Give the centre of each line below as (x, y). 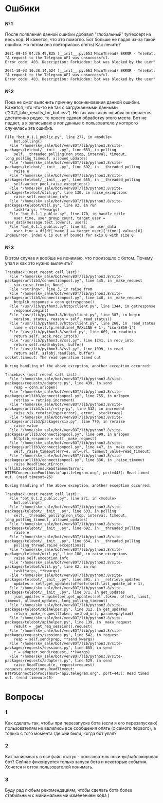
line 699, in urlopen (108, 435)
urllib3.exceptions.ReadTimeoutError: (44, 469)
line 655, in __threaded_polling (106, 180)
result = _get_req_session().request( (53, 627)
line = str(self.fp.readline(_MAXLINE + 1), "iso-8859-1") (75, 328)
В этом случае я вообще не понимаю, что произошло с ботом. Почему (79, 258)
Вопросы (24, 697)
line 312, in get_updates (101, 610)
